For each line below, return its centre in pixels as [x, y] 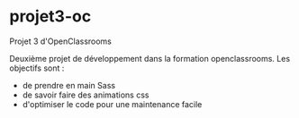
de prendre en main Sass [68, 85]
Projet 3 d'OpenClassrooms [61, 41]
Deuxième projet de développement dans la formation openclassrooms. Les [150, 58]
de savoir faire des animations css [86, 95]
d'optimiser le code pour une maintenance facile [112, 104]
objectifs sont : [37, 68]
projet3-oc [50, 17]
